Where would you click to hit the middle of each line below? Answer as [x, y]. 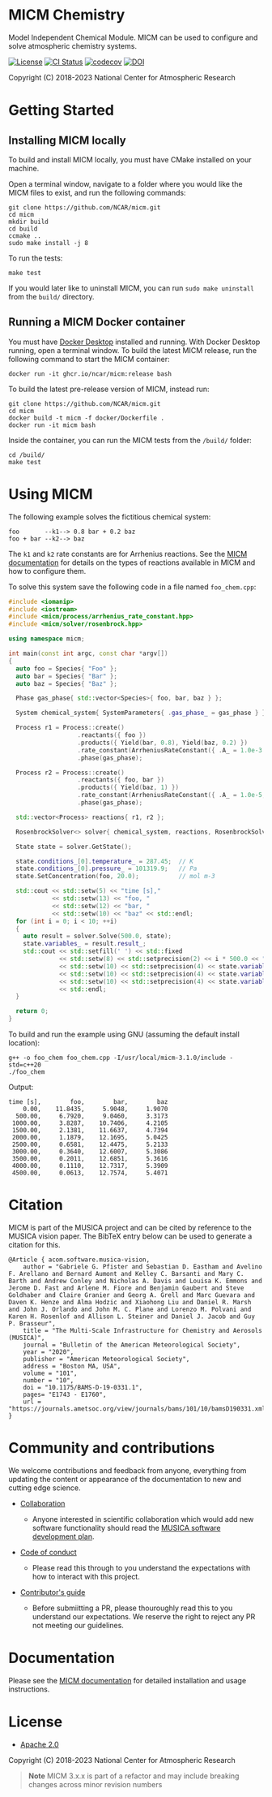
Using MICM [51, 494]
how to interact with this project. [86, 1576]
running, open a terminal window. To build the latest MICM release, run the [133, 350]
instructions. [29, 1689]
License [36, 1722]
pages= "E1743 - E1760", [65, 1394]
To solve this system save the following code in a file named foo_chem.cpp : [132, 587]
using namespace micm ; [47, 639]
